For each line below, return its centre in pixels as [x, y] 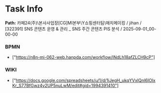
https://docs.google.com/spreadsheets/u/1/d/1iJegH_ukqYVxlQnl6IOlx [86, 80]
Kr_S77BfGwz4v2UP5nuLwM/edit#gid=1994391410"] [65, 85]
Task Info [24, 9]
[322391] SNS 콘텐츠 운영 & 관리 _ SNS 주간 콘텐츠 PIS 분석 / [64, 29]
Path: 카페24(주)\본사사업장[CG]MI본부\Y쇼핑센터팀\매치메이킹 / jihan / [73, 23]
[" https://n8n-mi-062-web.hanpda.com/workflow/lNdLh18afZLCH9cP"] [83, 57]
